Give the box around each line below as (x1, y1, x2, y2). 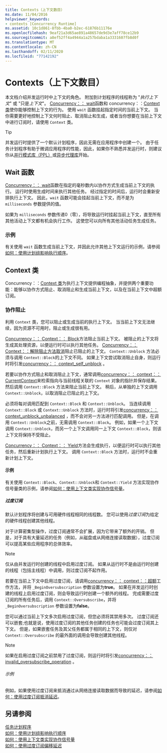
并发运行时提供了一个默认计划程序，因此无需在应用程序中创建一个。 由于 (5, 139, 155, 145)
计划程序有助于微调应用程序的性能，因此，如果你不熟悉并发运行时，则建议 (9, 146, 162, 152)
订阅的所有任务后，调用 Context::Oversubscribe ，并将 (5, 596, 117, 602)
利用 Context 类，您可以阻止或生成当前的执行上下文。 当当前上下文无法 (5, 319, 151, 325)
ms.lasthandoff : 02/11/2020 (5, 49, 64, 54)
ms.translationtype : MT (5, 40, 55, 45)
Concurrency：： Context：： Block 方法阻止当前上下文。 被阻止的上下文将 (5, 336, 159, 342)
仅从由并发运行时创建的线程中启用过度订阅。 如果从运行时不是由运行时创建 (5, 561, 159, 567)
